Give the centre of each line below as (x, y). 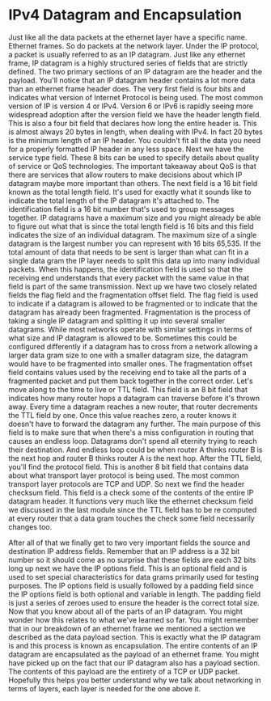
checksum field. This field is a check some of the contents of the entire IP (131, 492)
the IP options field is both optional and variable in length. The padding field (135, 594)
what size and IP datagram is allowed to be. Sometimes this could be (123, 338)
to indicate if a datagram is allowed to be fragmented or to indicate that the (133, 303)
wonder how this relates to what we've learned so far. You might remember (133, 619)
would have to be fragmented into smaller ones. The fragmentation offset (130, 363)
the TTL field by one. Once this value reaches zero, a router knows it (123, 415)
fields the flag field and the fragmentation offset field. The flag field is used (133, 295)
